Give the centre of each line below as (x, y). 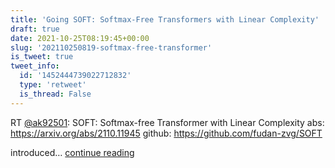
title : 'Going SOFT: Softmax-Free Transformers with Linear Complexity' (165, 19)
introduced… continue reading (72, 152)
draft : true (35, 29)
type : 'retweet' (53, 85)
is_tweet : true (42, 57)
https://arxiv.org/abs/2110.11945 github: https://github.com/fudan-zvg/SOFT (166, 133)
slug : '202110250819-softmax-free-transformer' (111, 47)
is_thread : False (55, 94)
